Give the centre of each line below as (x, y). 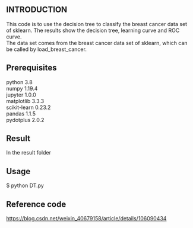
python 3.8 (19, 82)
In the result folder (29, 153)
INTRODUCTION (37, 10)
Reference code (36, 204)
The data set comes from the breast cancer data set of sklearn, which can (97, 43)
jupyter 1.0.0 (21, 95)
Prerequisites (31, 68)
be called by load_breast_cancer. (47, 49)
